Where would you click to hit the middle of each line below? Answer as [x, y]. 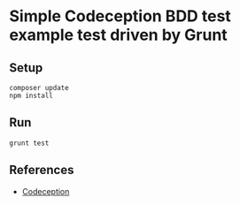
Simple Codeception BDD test [120, 16]
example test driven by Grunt [118, 35]
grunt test [29, 143]
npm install [31, 95]
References [42, 170]
